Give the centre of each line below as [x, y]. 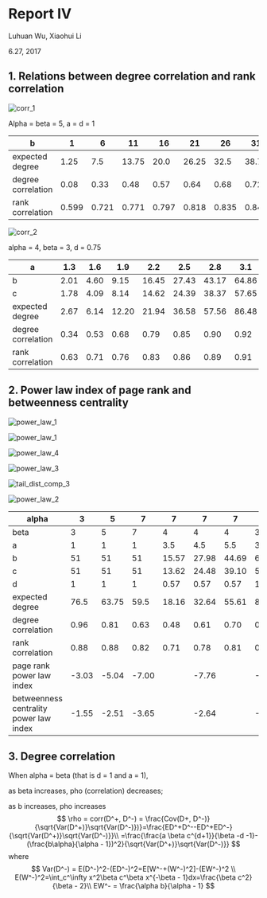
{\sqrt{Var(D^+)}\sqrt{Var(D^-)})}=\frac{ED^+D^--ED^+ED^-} [133, 827]
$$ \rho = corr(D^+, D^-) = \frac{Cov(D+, [124, 819]
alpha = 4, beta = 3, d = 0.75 [55, 247]
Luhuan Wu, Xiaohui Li [45, 36]
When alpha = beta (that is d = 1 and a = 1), [78, 775]
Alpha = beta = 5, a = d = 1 [52, 123]
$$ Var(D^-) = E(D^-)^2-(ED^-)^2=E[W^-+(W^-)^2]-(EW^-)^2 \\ [133, 869]
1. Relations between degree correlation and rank [132, 76]
